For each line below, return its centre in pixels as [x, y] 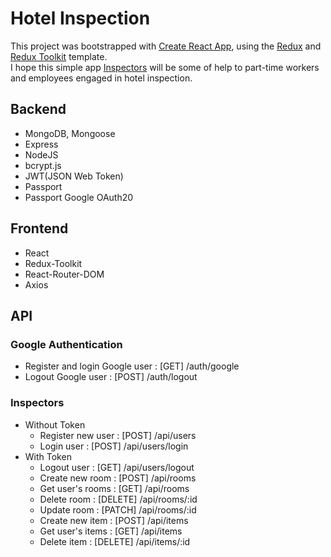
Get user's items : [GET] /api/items [111, 531]
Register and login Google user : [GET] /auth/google [132, 366]
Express [41, 144]
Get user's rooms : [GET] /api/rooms [114, 488]
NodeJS [41, 154]
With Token [48, 456]
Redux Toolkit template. [59, 56]
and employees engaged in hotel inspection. [101, 78]
